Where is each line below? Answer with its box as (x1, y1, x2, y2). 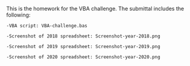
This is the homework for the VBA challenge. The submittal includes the (6, 5, 185, 12)
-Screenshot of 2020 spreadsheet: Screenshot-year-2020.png (6, 54, 161, 60)
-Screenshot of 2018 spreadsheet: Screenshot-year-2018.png (6, 33, 161, 39)
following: (6, 11, 31, 18)
